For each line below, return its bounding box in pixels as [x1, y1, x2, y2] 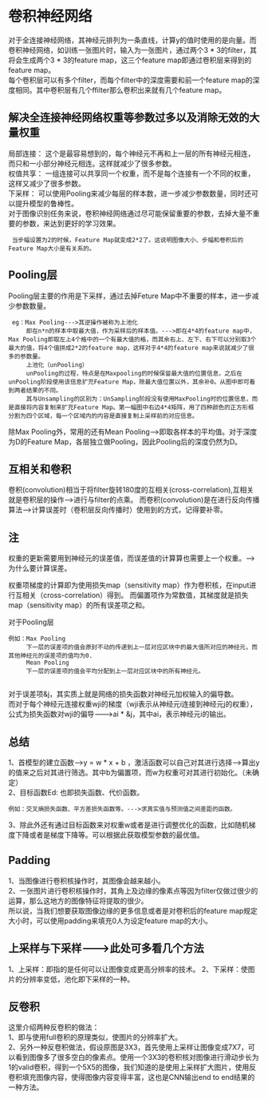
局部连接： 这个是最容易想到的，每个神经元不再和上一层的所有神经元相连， [8, 149, 255, 158]
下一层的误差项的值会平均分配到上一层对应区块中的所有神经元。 [26, 667, 205, 675]
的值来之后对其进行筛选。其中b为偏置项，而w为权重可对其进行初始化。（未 [8, 768, 253, 777]
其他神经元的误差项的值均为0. [8, 652, 93, 660]
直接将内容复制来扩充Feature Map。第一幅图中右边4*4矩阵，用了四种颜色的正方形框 [14, 403, 254, 412]
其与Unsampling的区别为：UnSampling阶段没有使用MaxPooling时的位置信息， [26, 395, 253, 403]
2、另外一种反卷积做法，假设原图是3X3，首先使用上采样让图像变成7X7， [8, 1042, 249, 1052]
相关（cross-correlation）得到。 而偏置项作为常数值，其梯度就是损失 [22, 591, 249, 600]
